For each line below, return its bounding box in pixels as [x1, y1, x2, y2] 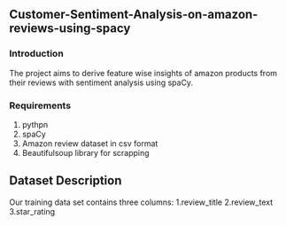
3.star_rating [9, 206, 56, 216]
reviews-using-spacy [9, 21, 131, 36]
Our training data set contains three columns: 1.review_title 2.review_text [9, 197, 273, 207]
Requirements [9, 99, 72, 112]
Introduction [9, 48, 64, 60]
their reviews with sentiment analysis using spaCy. [9, 77, 193, 88]
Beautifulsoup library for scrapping [21, 147, 150, 158]
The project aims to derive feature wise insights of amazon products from [9, 67, 277, 78]
